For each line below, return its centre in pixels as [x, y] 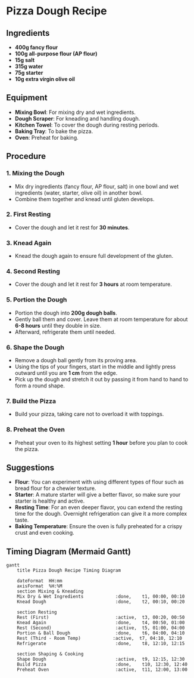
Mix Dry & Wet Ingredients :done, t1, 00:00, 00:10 [101, 597]
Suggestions [30, 468]
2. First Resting [29, 214]
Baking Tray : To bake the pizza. [54, 131]
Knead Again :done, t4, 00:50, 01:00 [101, 623]
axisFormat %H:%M [40, 586]
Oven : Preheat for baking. [46, 137]
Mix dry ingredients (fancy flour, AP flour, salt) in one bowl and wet [97, 186]
